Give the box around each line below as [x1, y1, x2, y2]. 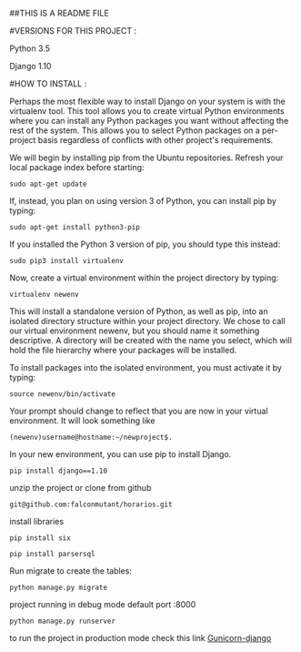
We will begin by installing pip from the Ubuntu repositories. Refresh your [9, 152, 284, 163]
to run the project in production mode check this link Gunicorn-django [9, 633, 272, 643]
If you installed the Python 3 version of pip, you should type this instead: [9, 239, 281, 250]
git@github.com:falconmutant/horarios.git [9, 500, 173, 509]
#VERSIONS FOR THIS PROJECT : [9, 25, 137, 36]
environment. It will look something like [9, 415, 156, 426]
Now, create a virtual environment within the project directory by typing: [9, 272, 279, 283]
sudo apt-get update [9, 179, 88, 188]
